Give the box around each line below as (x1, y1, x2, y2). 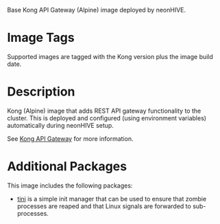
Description (7, 84, 75, 100)
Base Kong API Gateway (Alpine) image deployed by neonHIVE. (7, 6, 186, 14)
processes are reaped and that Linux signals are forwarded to (16, 202, 192, 210)
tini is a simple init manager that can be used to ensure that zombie (16, 194, 207, 203)
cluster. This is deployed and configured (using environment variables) (7, 113, 207, 122)
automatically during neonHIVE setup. (7, 121, 114, 129)
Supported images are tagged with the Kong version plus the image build (7, 52, 214, 60)
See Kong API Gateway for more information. (7, 134, 134, 143)
